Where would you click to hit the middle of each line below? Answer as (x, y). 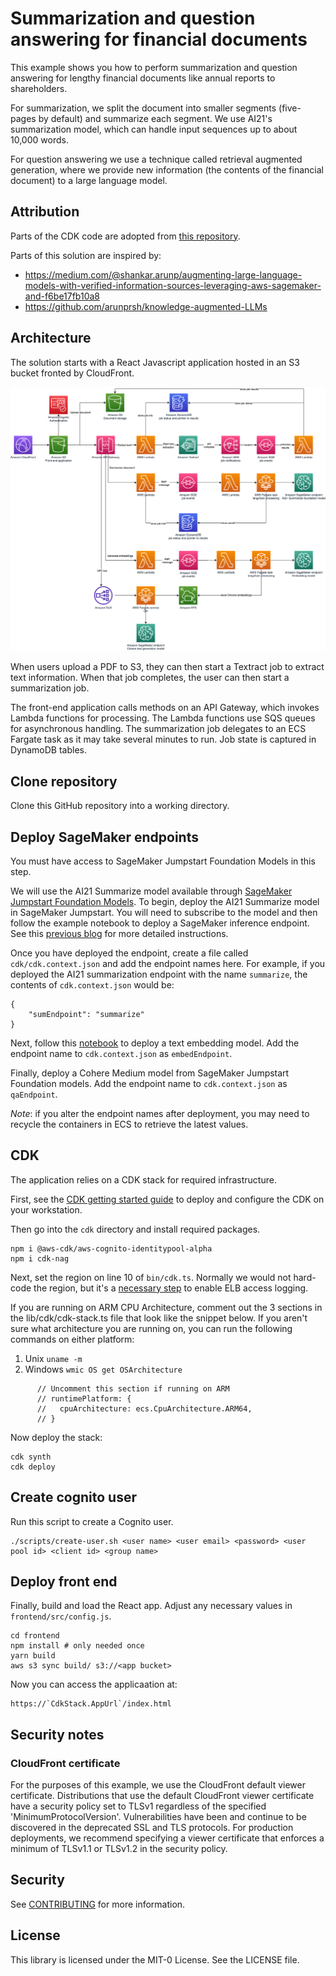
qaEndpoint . (34, 1094)
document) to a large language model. (89, 180)
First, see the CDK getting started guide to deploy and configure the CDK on (167, 1199)
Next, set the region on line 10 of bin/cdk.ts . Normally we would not (151, 1277)
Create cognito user (73, 1497)
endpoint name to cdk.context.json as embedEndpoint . (121, 1053)
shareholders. (39, 88)
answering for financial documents (159, 39)
